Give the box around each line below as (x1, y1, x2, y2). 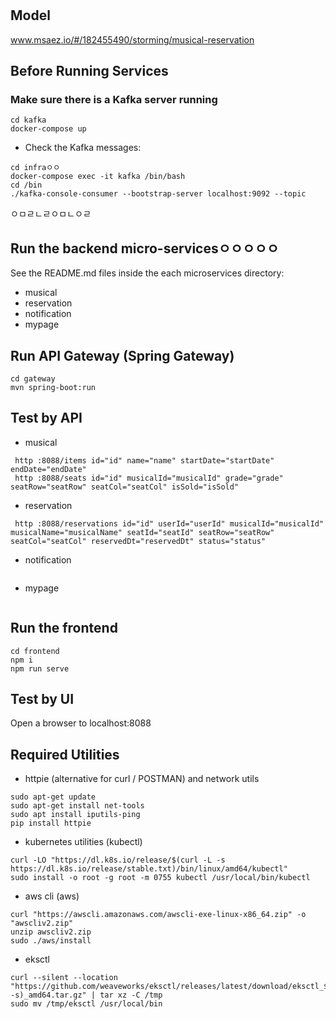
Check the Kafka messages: (24, 142, 142, 154)
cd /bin (10, 180, 43, 191)
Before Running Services (10, 63, 169, 79)
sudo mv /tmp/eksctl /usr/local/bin (10, 999, 163, 1009)
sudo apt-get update (10, 792, 97, 802)
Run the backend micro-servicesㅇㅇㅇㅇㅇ (10, 240, 280, 257)
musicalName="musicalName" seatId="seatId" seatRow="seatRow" (10, 527, 275, 537)
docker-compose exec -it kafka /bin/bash (10, 172, 186, 182)
